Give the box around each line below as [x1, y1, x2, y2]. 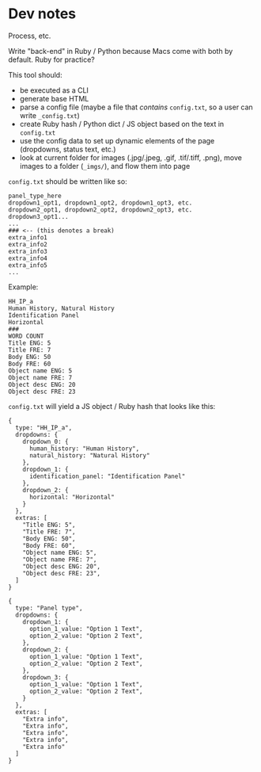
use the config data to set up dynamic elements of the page [19, 136, 215, 145]
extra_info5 [8, 261, 47, 269]
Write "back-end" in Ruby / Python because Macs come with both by [8, 46, 233, 55]
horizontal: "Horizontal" [28, 493, 115, 501]
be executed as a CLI [19, 85, 89, 95]
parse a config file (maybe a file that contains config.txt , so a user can [19, 102, 253, 112]
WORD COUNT [8, 332, 44, 340]
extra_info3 [8, 247, 47, 255]
